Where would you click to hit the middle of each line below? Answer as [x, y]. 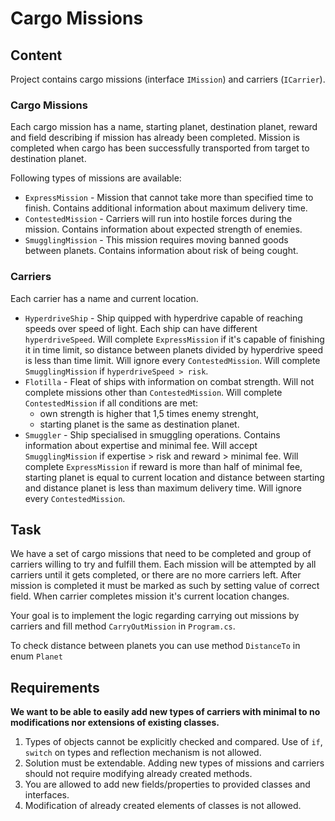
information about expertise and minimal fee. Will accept [141, 445]
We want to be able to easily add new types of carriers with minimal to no [165, 712]
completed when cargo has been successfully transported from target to [160, 148]
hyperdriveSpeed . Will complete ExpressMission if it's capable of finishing [174, 339]
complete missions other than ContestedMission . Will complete [153, 392]
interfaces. [47, 795]
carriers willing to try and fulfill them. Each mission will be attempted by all [163, 564]
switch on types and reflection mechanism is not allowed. [143, 753]
